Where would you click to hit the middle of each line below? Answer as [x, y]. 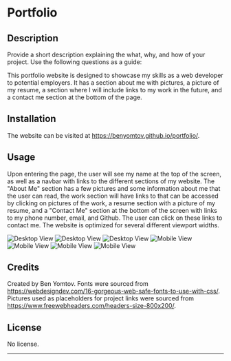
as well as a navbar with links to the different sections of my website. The [111, 181]
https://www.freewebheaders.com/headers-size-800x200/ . [92, 306]
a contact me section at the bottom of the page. [75, 97]
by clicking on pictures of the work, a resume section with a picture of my [111, 203]
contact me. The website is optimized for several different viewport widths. [113, 225]
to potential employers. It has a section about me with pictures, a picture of [113, 83]
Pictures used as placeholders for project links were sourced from [101, 298]
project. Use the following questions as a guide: [75, 62]
